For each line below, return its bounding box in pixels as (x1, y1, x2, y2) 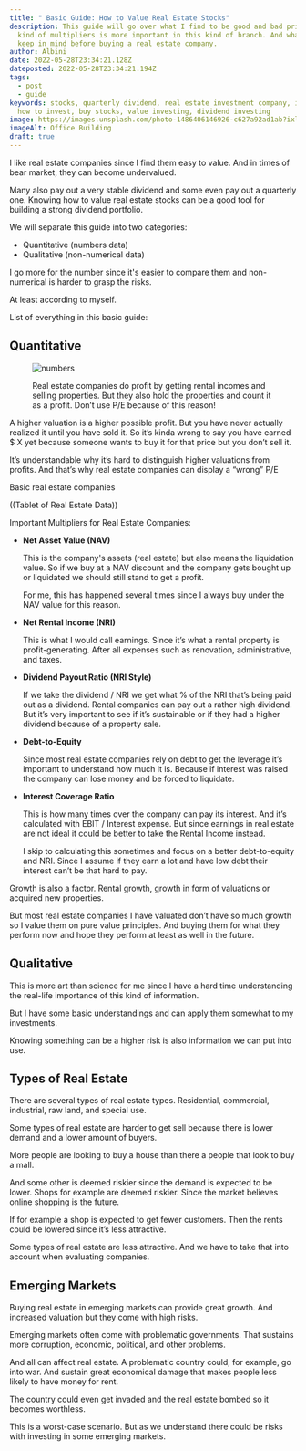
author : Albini (9, 47, 67, 57)
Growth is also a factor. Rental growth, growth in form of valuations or (9, 882, 270, 893)
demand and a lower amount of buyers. (9, 1133, 158, 1143)
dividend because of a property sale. (22, 718, 162, 729)
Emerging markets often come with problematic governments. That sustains (9, 1330, 294, 1341)
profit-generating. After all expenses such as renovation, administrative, (22, 644, 292, 655)
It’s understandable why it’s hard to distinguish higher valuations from (9, 454, 270, 465)
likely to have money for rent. (9, 1376, 119, 1387)
